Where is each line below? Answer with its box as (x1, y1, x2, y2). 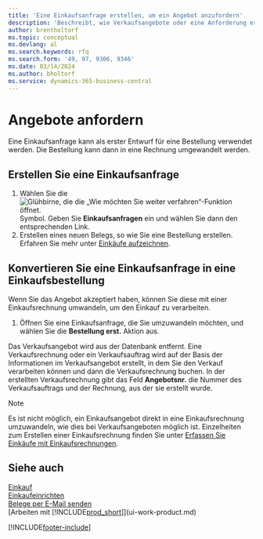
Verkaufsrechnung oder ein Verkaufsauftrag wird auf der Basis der (8, 350, 223, 359)
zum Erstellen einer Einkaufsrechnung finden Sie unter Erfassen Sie (8, 431, 226, 440)
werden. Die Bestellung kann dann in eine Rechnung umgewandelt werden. (8, 145, 250, 155)
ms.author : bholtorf (8, 70, 76, 78)
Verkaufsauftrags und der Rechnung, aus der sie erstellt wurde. (8, 384, 213, 393)
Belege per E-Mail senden (8, 499, 92, 508)
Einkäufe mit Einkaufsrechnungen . (8, 439, 119, 448)
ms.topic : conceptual (8, 33, 79, 42)
